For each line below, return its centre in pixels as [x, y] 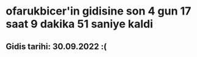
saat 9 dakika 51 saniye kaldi [80, 24]
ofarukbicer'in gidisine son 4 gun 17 [98, 11]
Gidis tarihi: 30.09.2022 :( [56, 46]
